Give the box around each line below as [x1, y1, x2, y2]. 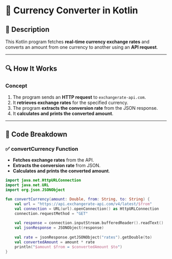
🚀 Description [5, 25, 50, 34]
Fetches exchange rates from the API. [12, 157, 94, 163]
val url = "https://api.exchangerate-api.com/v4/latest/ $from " [14, 201, 153, 207]
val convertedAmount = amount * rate [14, 240, 95, 245]
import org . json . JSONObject [5, 187, 66, 193]
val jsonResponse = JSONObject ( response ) [14, 225, 104, 230]
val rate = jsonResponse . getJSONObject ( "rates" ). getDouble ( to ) [14, 235, 153, 240]
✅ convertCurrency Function [5, 146, 78, 152]
